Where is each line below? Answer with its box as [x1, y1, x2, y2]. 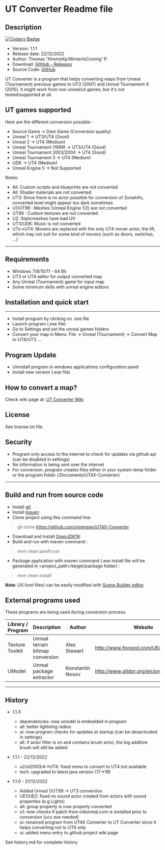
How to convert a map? [5, 383, 78, 392]
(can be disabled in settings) [12, 456, 70, 462]
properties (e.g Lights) [19, 798, 65, 804]
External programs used [5, 596, 81, 604]
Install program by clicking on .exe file [12, 316, 89, 322]
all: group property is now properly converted [19, 804, 112, 810]
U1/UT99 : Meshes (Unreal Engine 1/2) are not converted [12, 205, 127, 211]
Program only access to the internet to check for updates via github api [12, 451, 157, 457]
